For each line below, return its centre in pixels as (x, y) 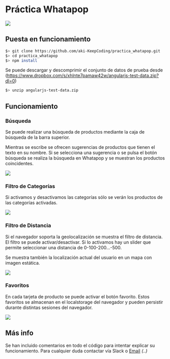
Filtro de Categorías (30, 186)
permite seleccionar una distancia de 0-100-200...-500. (64, 247)
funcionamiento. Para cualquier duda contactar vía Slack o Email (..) (76, 351)
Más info (20, 333)
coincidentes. (20, 163)
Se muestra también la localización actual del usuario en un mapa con (79, 257)
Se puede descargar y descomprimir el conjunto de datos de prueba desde (84, 70)
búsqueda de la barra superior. (38, 137)
